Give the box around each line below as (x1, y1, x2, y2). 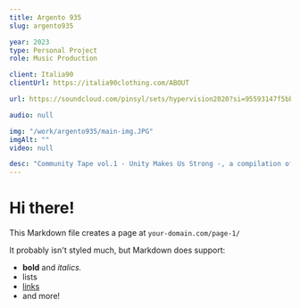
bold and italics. (21, 262, 82, 273)
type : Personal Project (9, 46, 98, 54)
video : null (9, 144, 54, 153)
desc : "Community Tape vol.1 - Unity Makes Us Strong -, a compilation (9, 160, 281, 169)
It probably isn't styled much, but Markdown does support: (9, 245, 226, 255)
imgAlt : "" (9, 135, 50, 144)
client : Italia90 (9, 71, 74, 79)
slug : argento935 (9, 21, 74, 30)
